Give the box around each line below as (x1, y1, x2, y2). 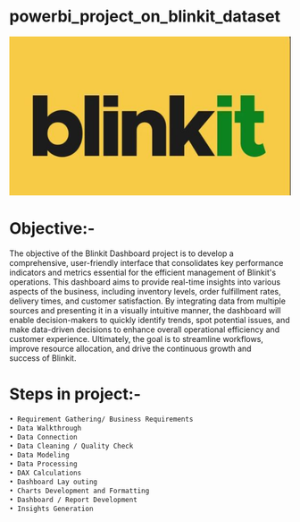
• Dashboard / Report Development (9, 495, 138, 504)
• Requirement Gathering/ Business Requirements (9, 415, 194, 424)
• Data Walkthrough (9, 424, 82, 432)
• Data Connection (9, 432, 78, 441)
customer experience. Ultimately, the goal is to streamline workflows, (9, 333, 263, 344)
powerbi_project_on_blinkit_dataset (9, 6, 281, 27)
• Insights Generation (9, 504, 94, 513)
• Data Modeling (9, 450, 70, 459)
